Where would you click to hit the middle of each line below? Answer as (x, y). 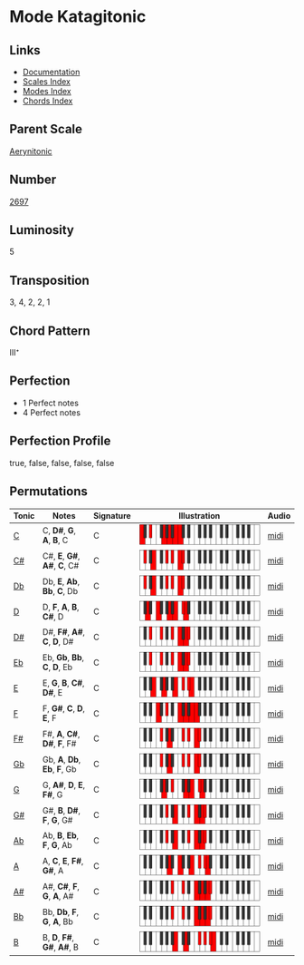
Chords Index (47, 101)
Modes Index (47, 91)
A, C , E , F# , (63, 861)
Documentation (51, 72)
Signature (112, 516)
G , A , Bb (58, 921)
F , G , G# (57, 820)
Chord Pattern (50, 331)
